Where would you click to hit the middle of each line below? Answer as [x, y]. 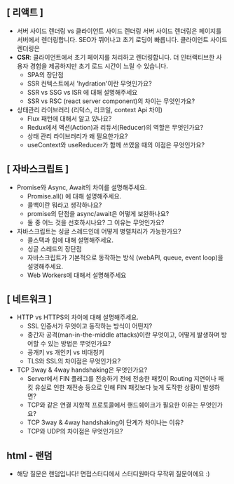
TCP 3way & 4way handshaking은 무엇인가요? [82, 370]
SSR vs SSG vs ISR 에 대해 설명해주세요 [82, 92]
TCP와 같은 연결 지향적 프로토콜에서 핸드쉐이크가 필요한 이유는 [113, 405]
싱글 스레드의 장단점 [54, 248]
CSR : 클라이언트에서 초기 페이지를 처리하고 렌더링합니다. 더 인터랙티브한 [116, 57]
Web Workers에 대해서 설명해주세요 [77, 275]
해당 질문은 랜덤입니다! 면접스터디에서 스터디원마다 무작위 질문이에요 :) [113, 474]
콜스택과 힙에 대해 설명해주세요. [70, 240]
